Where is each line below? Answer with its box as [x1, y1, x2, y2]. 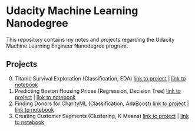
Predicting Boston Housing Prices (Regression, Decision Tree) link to [14, 87, 181, 95]
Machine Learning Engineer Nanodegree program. [6, 42, 128, 49]
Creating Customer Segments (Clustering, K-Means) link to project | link [14, 112, 189, 119]
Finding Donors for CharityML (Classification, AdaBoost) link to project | [14, 100, 190, 107]
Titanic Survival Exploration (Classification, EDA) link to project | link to [14, 75, 186, 82]
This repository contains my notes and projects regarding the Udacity [6, 36, 175, 43]
